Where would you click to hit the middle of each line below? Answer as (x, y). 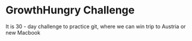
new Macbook (23, 32)
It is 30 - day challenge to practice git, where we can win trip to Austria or (96, 26)
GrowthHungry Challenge (70, 10)
